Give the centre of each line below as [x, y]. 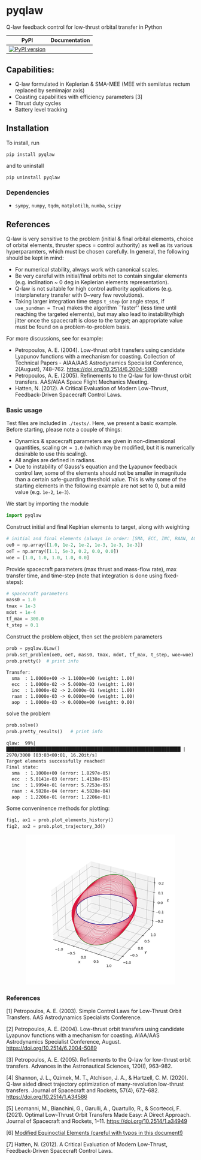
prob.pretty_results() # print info [54, 732]
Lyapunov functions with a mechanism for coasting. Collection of [95, 356]
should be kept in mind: [35, 258]
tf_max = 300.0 [25, 619]
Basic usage [25, 410]
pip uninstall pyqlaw [33, 177]
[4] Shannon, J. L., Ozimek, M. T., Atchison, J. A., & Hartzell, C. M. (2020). [97, 1078]
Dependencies [28, 192]
